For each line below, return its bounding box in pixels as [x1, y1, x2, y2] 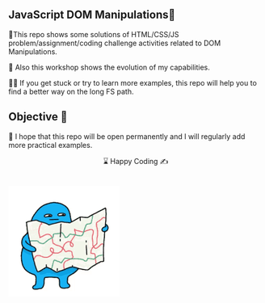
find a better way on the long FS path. [8, 86, 134, 96]
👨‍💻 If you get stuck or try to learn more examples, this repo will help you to [8, 78, 257, 87]
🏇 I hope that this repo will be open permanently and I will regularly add [8, 131, 246, 141]
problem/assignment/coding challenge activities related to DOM [8, 38, 221, 48]
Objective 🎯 [8, 110, 68, 124]
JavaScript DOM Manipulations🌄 [8, 8, 176, 22]
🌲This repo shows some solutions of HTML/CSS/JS [8, 29, 179, 39]
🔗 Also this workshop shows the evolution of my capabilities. [8, 62, 210, 72]
